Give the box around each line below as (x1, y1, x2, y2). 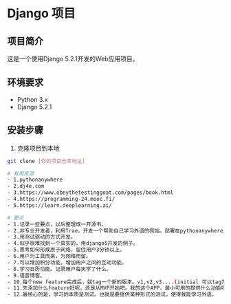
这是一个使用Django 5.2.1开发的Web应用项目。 (7, 55, 139, 63)
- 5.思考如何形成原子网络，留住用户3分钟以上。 (7, 246, 125, 254)
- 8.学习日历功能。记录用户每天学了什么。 (7, 265, 112, 272)
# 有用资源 (7, 170, 34, 177)
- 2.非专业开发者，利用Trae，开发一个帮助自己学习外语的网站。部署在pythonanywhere (7, 227, 223, 234)
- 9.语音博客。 (7, 272, 46, 279)
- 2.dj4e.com (7, 183, 45, 190)
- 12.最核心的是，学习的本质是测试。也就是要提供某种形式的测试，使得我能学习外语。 (7, 291, 217, 298)
